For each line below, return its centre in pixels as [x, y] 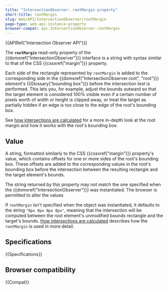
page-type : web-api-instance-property [46, 24]
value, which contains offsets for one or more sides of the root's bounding [82, 158]
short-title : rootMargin [31, 15]
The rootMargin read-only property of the [48, 53]
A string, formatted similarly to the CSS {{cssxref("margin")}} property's [79, 153]
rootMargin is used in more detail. [40, 226]
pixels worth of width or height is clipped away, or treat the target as [76, 100]
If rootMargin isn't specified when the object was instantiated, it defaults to [82, 205]
